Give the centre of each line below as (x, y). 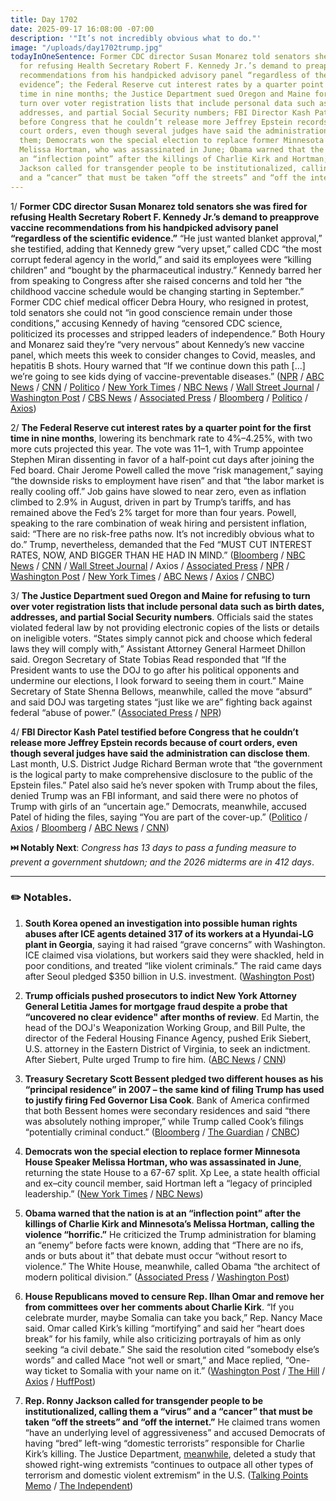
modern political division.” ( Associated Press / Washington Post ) (157, 1277)
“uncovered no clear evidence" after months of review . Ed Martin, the (172, 1017)
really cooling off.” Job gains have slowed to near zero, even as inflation (158, 491)
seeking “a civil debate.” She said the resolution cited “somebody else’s (172, 1349)
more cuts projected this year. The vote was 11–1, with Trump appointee (157, 448)
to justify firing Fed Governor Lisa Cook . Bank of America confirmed (167, 1100)
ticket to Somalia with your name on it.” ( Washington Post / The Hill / (185, 1370)
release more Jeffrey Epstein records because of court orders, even (154, 742)
